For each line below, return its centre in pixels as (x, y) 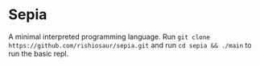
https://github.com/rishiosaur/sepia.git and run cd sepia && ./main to (130, 45)
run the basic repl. (39, 53)
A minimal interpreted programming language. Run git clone (109, 37)
